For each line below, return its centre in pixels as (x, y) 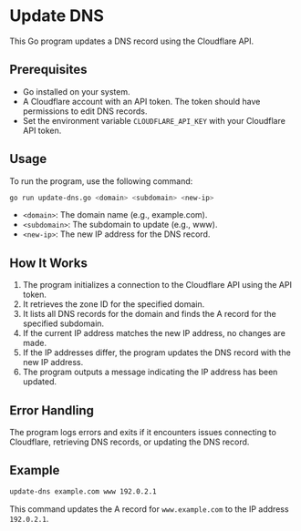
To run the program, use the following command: (101, 181)
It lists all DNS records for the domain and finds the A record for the (149, 314)
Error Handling (52, 410)
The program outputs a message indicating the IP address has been (150, 372)
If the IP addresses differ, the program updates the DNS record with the (157, 352)
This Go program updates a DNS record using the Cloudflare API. (132, 41)
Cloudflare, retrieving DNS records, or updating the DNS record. (130, 442)
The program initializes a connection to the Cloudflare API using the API (157, 285)
